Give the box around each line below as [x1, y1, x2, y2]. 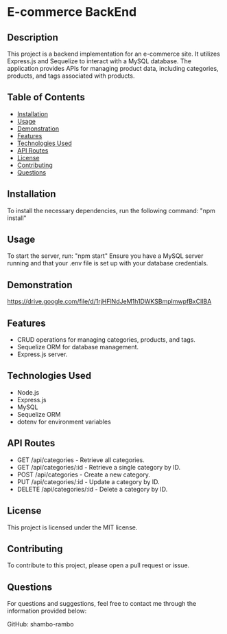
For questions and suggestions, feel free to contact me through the [7, 600, 197, 608]
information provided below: [7, 606, 87, 615]
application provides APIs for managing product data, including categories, [7, 65, 219, 72]
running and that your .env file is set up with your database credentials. [7, 259, 208, 267]
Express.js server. [16, 350, 68, 358]
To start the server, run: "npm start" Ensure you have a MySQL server [7, 252, 204, 260]
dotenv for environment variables [16, 417, 111, 426]
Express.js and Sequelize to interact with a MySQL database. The [7, 57, 192, 65]
